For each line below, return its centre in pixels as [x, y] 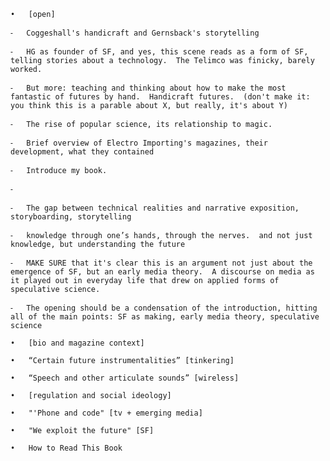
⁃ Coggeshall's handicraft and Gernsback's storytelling [135, 33]
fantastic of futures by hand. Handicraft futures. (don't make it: [160, 97]
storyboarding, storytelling [71, 217]
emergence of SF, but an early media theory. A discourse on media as [162, 272]
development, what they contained [82, 152]
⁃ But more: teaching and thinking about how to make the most [148, 88]
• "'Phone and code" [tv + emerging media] [106, 413]
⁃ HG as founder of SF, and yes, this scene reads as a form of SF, [159, 52]
